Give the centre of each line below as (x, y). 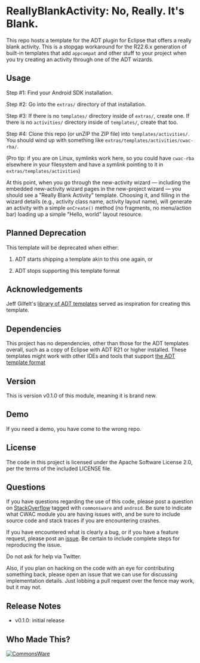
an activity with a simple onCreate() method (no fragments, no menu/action (99, 208)
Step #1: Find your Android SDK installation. (60, 92)
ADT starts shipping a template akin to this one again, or (84, 259)
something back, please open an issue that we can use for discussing (92, 574)
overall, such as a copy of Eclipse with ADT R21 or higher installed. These (96, 350)
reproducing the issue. (34, 545)
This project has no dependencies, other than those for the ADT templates (98, 343)
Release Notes (34, 606)
